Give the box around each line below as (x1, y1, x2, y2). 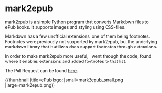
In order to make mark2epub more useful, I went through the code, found (5, 53, 152, 59)
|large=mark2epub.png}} (5, 82, 55, 88)
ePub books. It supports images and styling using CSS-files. (5, 24, 126, 30)
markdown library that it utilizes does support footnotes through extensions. (5, 44, 157, 49)
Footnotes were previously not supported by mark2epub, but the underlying (5, 38, 157, 44)
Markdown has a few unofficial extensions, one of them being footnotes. (5, 33, 150, 39)
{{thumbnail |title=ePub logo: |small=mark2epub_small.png (5, 77, 123, 83)
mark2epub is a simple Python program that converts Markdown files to (5, 19, 149, 25)
